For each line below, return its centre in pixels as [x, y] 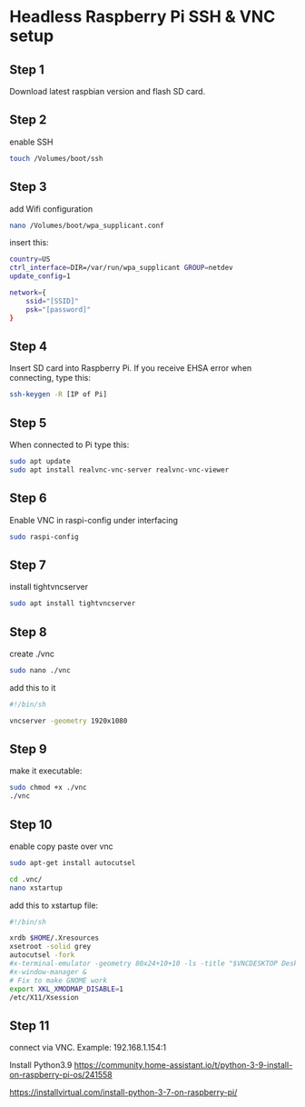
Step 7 [28, 565]
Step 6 [28, 499]
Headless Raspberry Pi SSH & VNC [143, 17]
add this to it [33, 687]
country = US [30, 259]
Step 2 [28, 120]
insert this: [29, 243]
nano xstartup [36, 888]
